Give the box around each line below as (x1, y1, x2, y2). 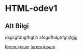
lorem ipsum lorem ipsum (5, 44, 55, 49)
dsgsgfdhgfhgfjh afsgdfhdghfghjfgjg (5, 34, 78, 40)
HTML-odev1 (5, 3, 58, 14)
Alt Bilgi (5, 22, 29, 30)
